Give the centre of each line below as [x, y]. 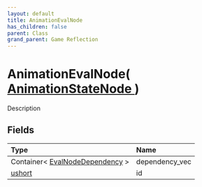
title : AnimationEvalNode [45, 20]
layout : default [31, 14]
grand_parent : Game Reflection [53, 40]
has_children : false [37, 27]
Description [24, 108]
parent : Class [28, 33]
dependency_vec [164, 161]
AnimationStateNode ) [73, 89]
